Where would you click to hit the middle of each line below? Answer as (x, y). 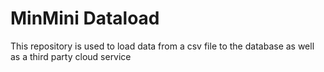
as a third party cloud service (71, 56)
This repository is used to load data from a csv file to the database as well (162, 46)
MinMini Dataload (85, 18)
